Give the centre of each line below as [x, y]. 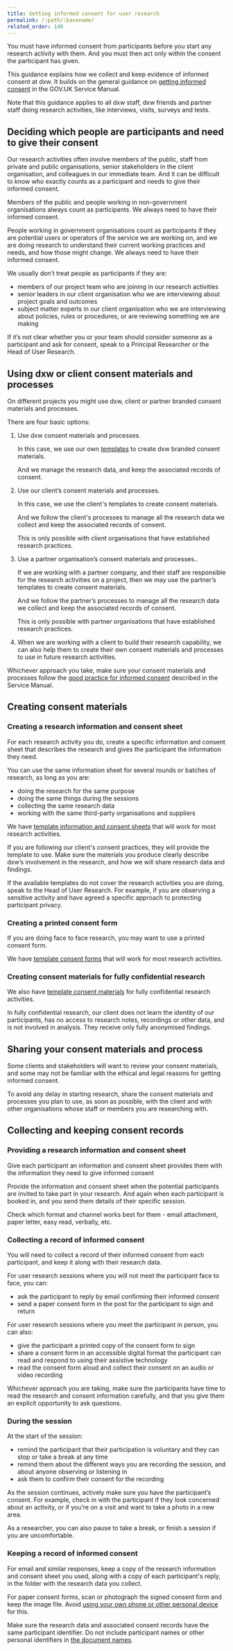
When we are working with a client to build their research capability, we [119, 642]
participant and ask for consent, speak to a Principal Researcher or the [108, 345]
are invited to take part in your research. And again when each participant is [115, 1193]
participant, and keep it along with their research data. [85, 1263]
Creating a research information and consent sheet [95, 727]
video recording [40, 1375]
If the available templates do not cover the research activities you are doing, [115, 882]
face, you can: [28, 1283]
